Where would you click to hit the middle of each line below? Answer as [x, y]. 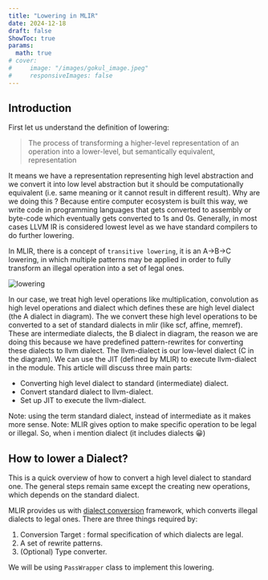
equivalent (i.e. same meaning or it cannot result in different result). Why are [134, 193]
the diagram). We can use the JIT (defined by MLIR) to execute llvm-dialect [132, 360]
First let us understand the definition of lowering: [89, 128]
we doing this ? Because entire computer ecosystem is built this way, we [128, 201]
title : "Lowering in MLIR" [53, 16]
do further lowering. [41, 236]
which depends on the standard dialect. [74, 495]
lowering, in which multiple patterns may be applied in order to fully [120, 260]
